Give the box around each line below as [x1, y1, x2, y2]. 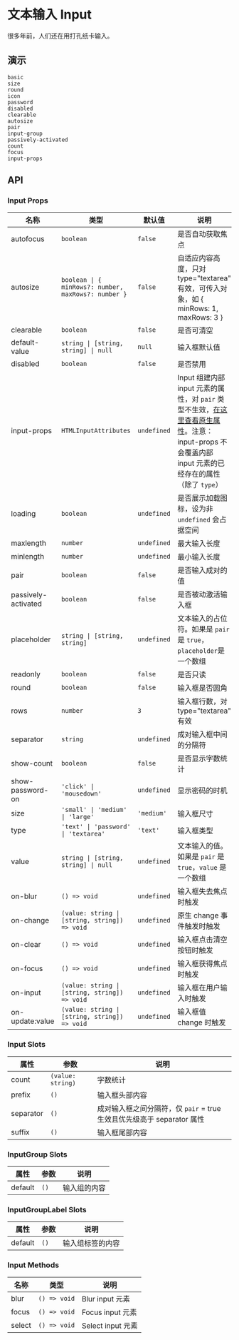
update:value [11, 1016, 55, 1026]
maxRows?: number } [61, 290, 127, 298]
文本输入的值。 [177, 841, 228, 851]
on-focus [11, 964, 43, 974]
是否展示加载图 [177, 493, 228, 503]
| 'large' [61, 813, 95, 821]
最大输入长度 [177, 539, 221, 549]
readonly [11, 669, 41, 679]
